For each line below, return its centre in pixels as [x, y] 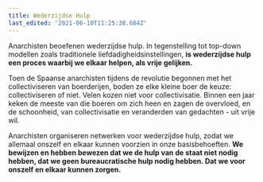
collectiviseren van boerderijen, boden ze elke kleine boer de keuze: [120, 86]
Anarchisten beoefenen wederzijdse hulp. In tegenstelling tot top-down [125, 45]
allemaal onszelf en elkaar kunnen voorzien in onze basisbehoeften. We [126, 144]
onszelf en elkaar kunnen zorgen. [65, 169]
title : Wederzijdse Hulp [49, 15]
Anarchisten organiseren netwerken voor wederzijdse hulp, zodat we [121, 135]
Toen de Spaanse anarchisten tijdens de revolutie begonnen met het [120, 78]
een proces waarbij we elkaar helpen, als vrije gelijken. [101, 62]
